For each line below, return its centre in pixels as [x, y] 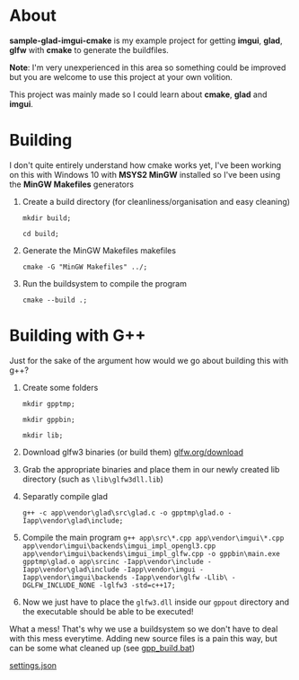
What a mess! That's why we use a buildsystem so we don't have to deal [144, 629]
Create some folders [60, 387]
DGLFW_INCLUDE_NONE [59, 585]
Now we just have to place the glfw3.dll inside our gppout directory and [156, 602]
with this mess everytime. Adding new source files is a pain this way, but [144, 638]
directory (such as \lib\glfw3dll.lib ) [93, 479]
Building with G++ [78, 336]
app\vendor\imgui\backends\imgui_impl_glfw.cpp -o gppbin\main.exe [151, 553]
